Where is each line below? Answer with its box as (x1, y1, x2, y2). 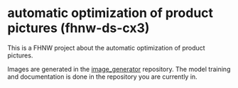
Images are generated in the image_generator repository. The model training (7, 65, 231, 73)
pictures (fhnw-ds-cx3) (7, 20, 150, 36)
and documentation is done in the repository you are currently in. (7, 72, 198, 81)
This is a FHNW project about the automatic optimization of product (7, 43, 205, 52)
